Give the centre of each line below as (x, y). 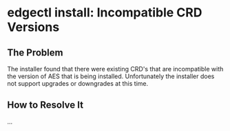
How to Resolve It (45, 105)
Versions (33, 27)
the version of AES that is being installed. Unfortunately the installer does (111, 76)
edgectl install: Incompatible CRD (105, 13)
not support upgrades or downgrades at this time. (78, 83)
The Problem (35, 52)
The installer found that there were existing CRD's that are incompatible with (115, 69)
